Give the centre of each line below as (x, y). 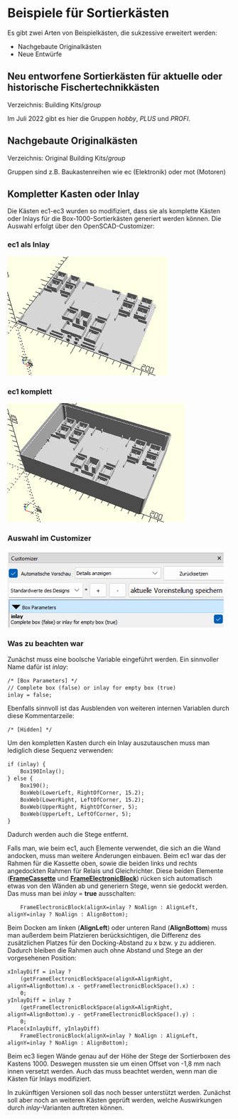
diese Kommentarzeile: (41, 715)
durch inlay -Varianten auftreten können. (66, 1108)
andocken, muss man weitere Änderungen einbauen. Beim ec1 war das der (117, 855)
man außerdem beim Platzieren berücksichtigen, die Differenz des (104, 935)
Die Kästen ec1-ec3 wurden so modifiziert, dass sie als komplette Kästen (114, 211)
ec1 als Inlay (28, 245)
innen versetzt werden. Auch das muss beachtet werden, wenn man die (113, 1071)
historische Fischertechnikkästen (83, 88)
